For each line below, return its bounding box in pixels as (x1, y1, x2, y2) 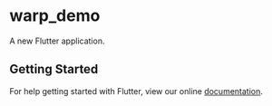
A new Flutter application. (9, 35, 105, 46)
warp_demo (9, 5, 101, 26)
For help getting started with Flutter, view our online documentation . (9, 85, 263, 96)
